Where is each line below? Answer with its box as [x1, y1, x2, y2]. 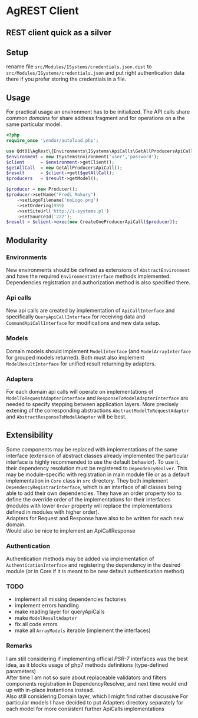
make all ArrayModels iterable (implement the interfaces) [14, 627, 151, 634]
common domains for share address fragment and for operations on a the [6, 115, 186, 122]
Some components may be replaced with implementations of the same [6, 446, 178, 453]
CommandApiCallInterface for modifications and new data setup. [6, 320, 161, 327]
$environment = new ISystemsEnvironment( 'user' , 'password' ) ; [6, 154, 160, 159]
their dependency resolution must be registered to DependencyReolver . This [6, 464, 187, 471]
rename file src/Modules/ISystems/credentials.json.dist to [6, 63, 152, 70]
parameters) [6, 667, 37, 674]
